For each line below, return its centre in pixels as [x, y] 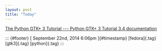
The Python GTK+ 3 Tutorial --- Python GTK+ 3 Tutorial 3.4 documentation [81, 28]
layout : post [19, 10]
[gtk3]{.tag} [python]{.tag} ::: [35, 43]
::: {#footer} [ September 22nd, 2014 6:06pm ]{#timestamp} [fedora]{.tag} [81, 38]
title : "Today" [21, 14]
